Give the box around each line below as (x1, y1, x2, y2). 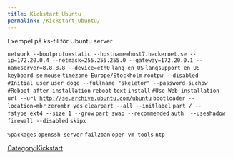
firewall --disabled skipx (7, 117, 86, 125)
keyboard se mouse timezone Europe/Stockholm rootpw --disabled (7, 72, 199, 79)
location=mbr (7, 102, 46, 109)
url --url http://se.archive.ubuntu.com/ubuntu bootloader (7, 94, 186, 102)
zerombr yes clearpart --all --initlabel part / (47, 102, 192, 109)
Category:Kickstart (7, 143, 63, 152)
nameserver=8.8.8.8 (7, 64, 66, 71)
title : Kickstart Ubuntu (7, 10, 81, 18)
